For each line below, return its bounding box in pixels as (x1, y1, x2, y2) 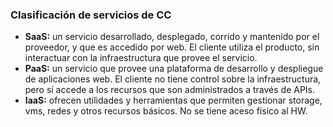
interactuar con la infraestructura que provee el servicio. (24, 52, 258, 64)
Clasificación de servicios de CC (10, 8, 172, 22)
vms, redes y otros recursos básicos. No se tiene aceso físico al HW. (24, 105, 308, 117)
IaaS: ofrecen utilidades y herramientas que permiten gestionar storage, (24, 94, 323, 107)
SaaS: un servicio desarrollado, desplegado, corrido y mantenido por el (24, 31, 320, 43)
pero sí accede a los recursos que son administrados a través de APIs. (24, 84, 316, 96)
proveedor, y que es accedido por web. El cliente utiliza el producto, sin (24, 41, 320, 53)
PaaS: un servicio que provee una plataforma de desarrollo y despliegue (24, 63, 324, 75)
